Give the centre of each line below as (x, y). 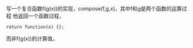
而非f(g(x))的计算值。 (32, 39)
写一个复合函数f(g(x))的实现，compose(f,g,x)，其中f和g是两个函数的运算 (94, 8)
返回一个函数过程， (41, 16)
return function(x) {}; (35, 27)
